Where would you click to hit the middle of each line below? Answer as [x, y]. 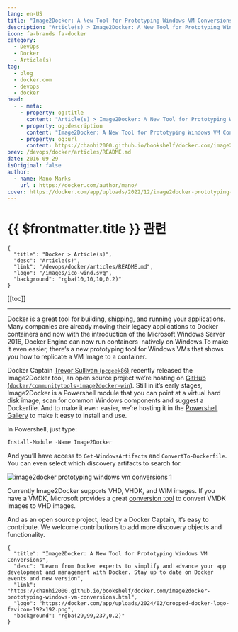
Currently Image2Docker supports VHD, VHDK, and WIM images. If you [111, 491]
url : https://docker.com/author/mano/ [79, 185]
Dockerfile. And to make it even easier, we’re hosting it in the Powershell [113, 408]
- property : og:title [52, 113]
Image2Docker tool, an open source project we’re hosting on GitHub [107, 378]
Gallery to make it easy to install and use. [67, 416]
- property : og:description [61, 126]
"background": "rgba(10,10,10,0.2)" [68, 280]
